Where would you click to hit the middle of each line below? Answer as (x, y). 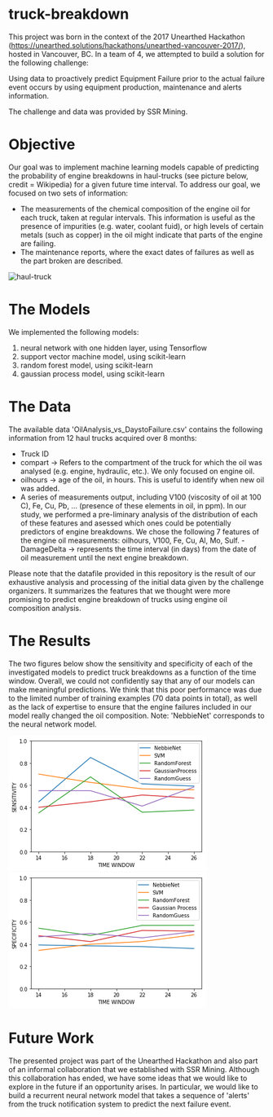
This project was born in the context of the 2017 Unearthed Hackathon (127, 37)
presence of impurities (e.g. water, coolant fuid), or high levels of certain (142, 226)
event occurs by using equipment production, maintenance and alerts (125, 87)
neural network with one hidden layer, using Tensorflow (114, 348)
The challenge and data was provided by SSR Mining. (98, 112)
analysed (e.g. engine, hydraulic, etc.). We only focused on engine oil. (137, 471)
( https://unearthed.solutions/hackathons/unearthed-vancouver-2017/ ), (127, 45)
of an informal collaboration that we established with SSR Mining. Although (134, 1069)
